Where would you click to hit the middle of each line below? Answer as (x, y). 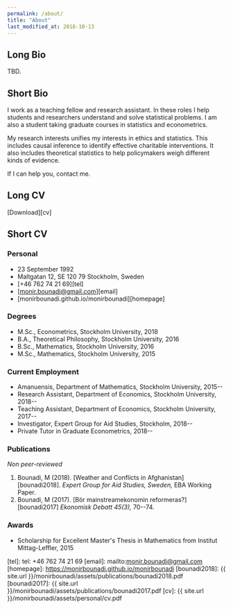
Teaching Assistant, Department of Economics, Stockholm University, (116, 409)
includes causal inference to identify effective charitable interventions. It (110, 145)
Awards (20, 525)
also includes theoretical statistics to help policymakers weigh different (109, 153)
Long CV (26, 195)
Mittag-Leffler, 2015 (45, 548)
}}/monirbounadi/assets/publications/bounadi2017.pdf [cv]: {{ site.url (106, 590)
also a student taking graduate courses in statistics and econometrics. (107, 125)
